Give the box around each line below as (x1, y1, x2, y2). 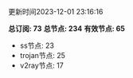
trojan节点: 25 (19, 51, 66, 60)
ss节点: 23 (19, 41, 54, 50)
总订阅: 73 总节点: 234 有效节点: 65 (8, 24, 125, 33)
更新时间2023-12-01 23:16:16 (8, 7, 104, 16)
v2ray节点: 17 (19, 60, 64, 70)
